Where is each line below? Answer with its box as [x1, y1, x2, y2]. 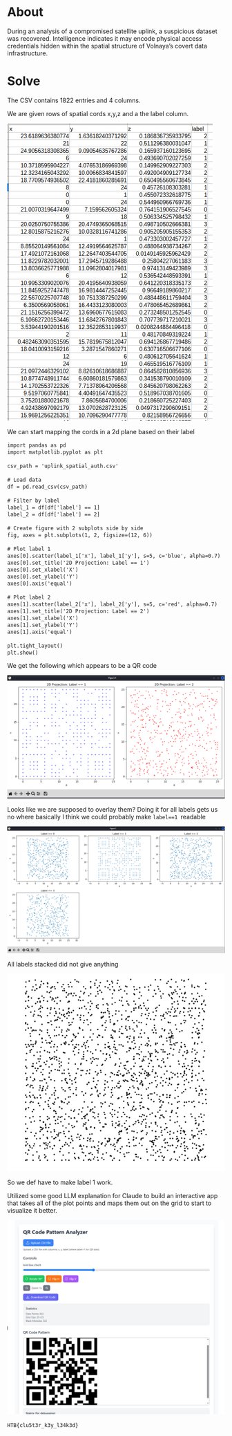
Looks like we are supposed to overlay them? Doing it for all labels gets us [7, 805, 218, 813]
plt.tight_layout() [7, 642, 64, 649]
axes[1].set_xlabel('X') [7, 615, 79, 622]
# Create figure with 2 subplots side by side [7, 525, 144, 532]
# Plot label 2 [7, 594, 51, 601]
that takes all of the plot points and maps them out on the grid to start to [7, 1199, 212, 1207]
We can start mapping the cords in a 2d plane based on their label [7, 427, 195, 436]
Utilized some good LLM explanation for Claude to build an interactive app [7, 1192, 218, 1200]
